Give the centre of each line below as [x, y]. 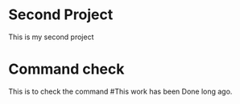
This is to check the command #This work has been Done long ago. [120, 91]
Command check [66, 69]
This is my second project [51, 37]
